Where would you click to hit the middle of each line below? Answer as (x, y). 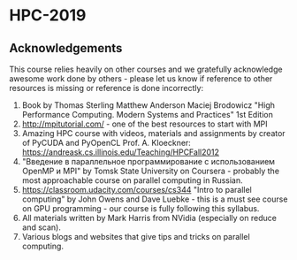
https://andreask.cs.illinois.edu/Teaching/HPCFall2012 (120, 152)
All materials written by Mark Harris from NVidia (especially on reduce (149, 218)
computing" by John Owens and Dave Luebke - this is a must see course (155, 199)
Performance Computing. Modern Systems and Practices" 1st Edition (148, 115)
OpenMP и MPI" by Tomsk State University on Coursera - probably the (151, 171)
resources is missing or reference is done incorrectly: (107, 88)
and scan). (42, 227)
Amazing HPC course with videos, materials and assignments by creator (153, 133)
